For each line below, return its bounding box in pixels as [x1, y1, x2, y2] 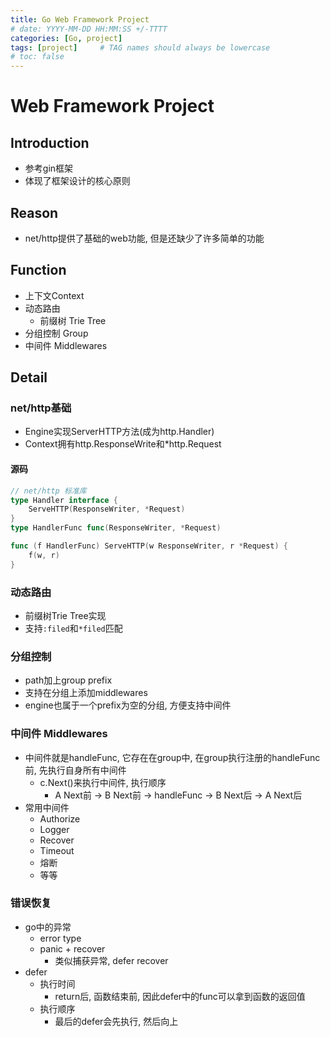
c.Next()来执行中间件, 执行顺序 [39, 776, 167, 788]
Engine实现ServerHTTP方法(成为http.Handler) [24, 426, 215, 438]
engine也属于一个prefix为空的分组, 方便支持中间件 [24, 699, 232, 711]
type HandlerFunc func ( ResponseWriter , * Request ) [10, 523, 222, 533]
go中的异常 [24, 921, 72, 933]
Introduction [10, 134, 90, 151]
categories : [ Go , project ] [10, 33, 123, 43]
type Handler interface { [10, 495, 118, 505]
